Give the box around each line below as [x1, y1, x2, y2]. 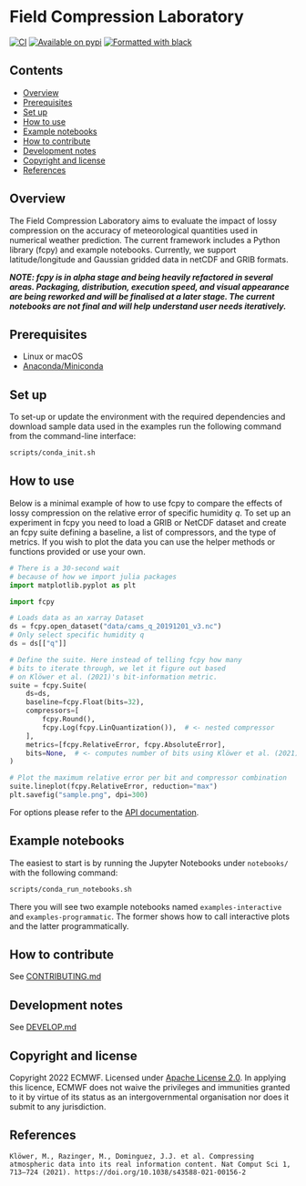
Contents [9, 63, 64, 78]
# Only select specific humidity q [9, 630, 145, 639]
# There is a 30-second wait [9, 563, 120, 573]
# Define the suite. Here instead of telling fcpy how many [9, 655, 243, 664]
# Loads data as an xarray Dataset [9, 613, 145, 623]
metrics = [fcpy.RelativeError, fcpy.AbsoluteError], [25, 740, 226, 749]
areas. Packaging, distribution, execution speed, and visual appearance [9, 281, 290, 292]
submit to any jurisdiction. [9, 1101, 107, 1112]
